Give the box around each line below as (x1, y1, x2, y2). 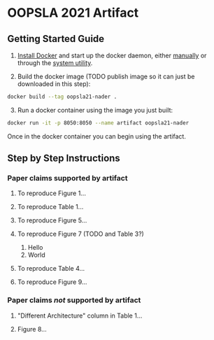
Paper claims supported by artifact (7, 173, 128, 183)
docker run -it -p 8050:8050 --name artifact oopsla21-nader (7, 119, 190, 127)
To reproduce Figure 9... (17, 278, 87, 286)
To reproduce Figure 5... (17, 216, 87, 225)
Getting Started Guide (7, 33, 105, 45)
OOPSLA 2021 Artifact (7, 5, 139, 21)
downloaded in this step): (17, 80, 91, 88)
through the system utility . (17, 59, 93, 67)
